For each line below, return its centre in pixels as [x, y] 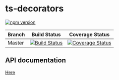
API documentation [35, 60]
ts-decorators [34, 9]
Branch [16, 34]
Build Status [46, 34]
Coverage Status [89, 34]
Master [16, 42]
